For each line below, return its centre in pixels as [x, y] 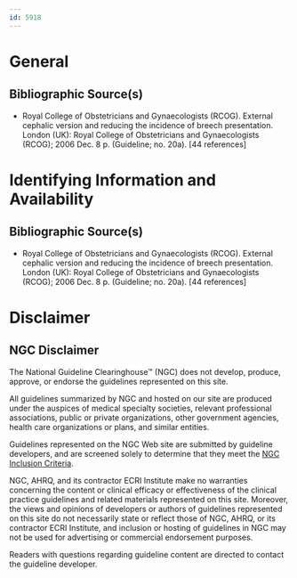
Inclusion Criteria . [41, 463]
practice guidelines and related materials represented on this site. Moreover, [149, 499]
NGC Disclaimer [54, 350]
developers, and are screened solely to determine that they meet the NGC [144, 453]
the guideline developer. [53, 564]
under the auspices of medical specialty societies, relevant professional [141, 408]
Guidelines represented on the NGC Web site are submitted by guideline [141, 444]
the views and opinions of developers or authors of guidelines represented [146, 509]
